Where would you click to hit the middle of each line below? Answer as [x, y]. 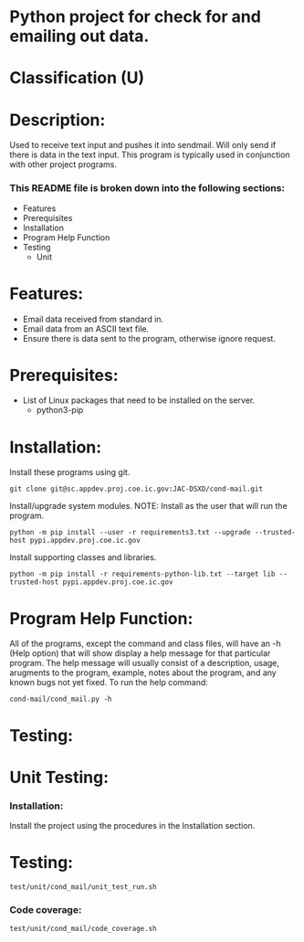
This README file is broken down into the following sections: [147, 188]
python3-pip [60, 410]
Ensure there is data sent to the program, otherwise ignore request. [149, 338]
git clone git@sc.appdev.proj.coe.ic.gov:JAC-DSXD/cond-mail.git [136, 489]
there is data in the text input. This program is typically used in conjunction [150, 155]
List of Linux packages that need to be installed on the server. [139, 400]
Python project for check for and [136, 17]
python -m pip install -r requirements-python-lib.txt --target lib [142, 574]
